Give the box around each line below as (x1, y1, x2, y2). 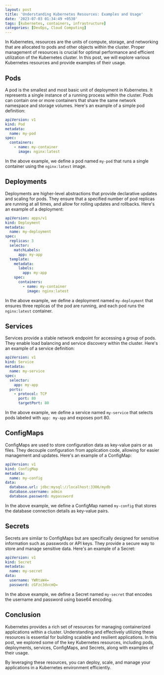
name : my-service (9, 369, 45, 374)
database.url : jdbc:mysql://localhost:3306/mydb (9, 485, 111, 490)
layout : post (5, 7, 32, 12)
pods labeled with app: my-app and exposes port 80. (5, 415, 111, 421)
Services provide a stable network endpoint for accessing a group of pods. (5, 335, 157, 341)
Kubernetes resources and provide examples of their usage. (5, 60, 126, 66)
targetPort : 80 (18, 401, 49, 406)
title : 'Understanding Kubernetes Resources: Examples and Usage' (5, 12, 143, 17)
